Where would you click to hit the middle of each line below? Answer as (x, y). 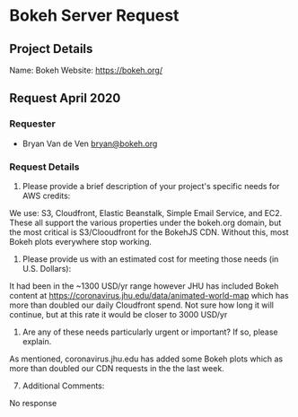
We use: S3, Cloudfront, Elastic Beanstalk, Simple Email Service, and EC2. (146, 213)
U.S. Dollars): (47, 268)
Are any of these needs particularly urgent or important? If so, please (150, 332)
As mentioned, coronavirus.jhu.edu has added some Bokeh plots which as (146, 359)
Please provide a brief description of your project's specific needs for (151, 186)
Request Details (44, 167)
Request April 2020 (65, 98)
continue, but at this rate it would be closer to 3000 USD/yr (118, 314)
